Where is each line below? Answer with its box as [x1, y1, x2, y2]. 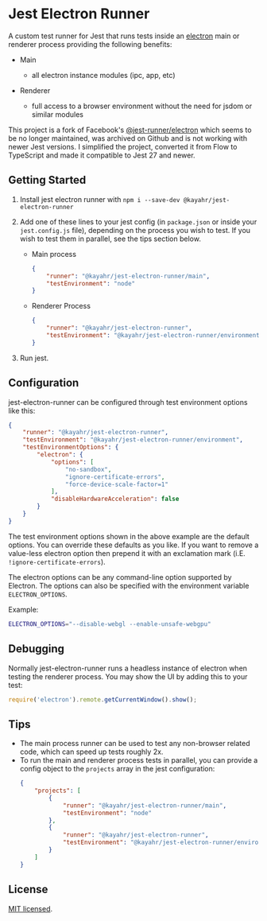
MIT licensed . [8, 904, 53, 913]
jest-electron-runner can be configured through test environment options [8, 397, 248, 406]
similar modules [31, 109, 83, 119]
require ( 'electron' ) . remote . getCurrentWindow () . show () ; [8, 695, 197, 704]
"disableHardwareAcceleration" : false [50, 495, 180, 503]
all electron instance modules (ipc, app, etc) [31, 70, 176, 80]
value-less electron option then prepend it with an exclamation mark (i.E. [8, 548, 246, 558]
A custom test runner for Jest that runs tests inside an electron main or [8, 31, 240, 41]
